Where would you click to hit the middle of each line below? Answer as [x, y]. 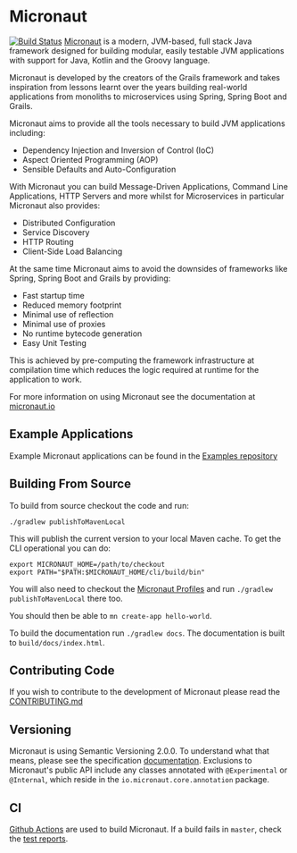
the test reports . [39, 839]
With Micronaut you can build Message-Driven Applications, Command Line [148, 186]
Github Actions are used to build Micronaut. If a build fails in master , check [146, 829]
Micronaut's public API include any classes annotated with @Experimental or [148, 770]
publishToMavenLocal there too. [66, 598]
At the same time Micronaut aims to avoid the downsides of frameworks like [148, 268]
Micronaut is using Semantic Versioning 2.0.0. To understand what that [140, 751]
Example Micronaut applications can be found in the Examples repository [144, 456]
